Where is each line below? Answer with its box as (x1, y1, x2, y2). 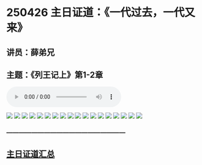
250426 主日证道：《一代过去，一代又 (6, 5, 196, 20)
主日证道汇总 (6, 148, 55, 159)
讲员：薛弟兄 (6, 47, 55, 57)
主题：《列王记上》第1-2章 (6, 70, 103, 80)
